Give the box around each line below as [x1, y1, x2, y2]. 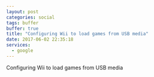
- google [11, 48, 34, 54]
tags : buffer [6, 20, 39, 26]
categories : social [6, 14, 55, 20]
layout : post [6, 8, 39, 15]
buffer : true [6, 25, 39, 32]
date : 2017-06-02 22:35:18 [6, 36, 74, 42]
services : [6, 42, 31, 48]
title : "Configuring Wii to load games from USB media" [6, 31, 149, 37]
